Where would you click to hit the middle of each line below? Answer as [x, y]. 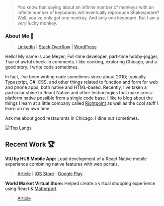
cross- [147, 93]
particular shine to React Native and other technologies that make [72, 93]
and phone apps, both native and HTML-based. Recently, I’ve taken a [76, 87]
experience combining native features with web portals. [62, 164]
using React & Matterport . [32, 189]
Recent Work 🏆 [30, 144]
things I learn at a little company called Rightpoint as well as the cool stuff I [82, 103]
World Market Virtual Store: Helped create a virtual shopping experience [80, 184]
